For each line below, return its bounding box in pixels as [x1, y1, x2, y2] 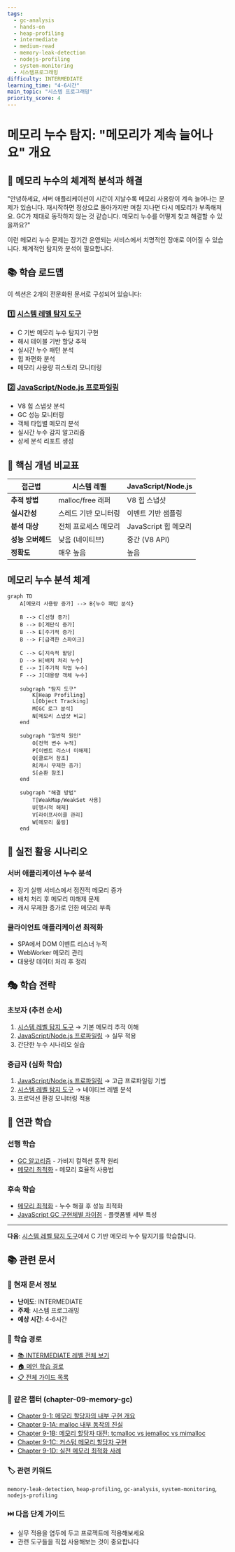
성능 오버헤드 [10, 535, 52, 544]
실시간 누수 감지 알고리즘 [17, 428, 85, 437]
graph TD [7, 593, 33, 600]
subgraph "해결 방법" [20, 789, 77, 796]
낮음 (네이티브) [58, 535, 105, 544]
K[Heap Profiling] [32, 692, 86, 699]
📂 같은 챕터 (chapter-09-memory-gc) [7, 1394, 133, 1404]
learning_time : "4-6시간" [7, 82, 80, 89]
